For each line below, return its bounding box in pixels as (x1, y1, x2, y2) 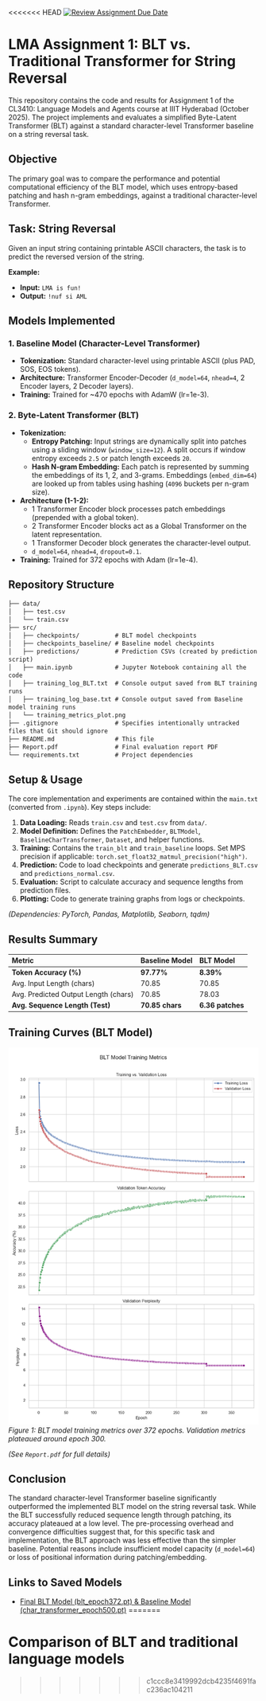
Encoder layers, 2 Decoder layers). (19, 381, 133, 391)
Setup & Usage (8, 772, 83, 786)
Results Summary (8, 933, 98, 946)
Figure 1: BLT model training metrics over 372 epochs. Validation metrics (8, 1425, 246, 1435)
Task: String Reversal (8, 222, 117, 236)
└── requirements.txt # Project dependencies (8, 751, 194, 760)
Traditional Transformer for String (8, 53, 237, 71)
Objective (8, 152, 58, 166)
